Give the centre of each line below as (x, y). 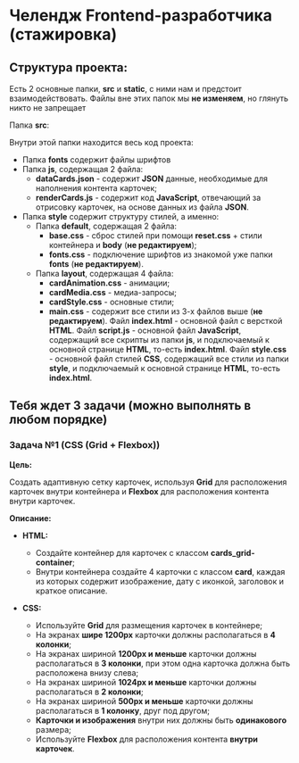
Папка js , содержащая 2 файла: (83, 169)
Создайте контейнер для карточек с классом (122, 552)
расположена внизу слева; (87, 672)
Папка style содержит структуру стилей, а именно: (120, 216)
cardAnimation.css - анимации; (109, 283)
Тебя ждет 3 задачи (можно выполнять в (130, 406)
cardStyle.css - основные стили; (112, 302)
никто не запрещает (48, 108)
